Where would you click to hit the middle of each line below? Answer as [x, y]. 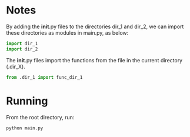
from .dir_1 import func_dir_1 [44, 77]
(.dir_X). [16, 66]
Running [27, 101]
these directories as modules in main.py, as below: [67, 32]
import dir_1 [22, 44]
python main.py [25, 128]
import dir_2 [22, 49]
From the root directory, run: [40, 117]
